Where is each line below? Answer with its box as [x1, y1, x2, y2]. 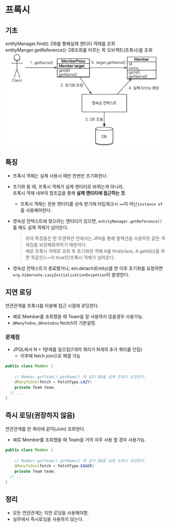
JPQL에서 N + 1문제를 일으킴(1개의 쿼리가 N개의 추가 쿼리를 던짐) [12, 346, 143, 352]
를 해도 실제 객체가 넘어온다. [12, 224, 69, 230]
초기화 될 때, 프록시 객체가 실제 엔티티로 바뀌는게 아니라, [12, 183, 124, 189]
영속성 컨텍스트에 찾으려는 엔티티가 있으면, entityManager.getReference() [12, 218, 162, 224]
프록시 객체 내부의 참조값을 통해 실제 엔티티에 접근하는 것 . [12, 189, 126, 196]
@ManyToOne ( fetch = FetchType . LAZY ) [14, 379, 93, 385]
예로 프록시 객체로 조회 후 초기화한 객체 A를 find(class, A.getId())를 [25, 248, 160, 254]
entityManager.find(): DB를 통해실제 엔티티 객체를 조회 [5, 41, 116, 46]
